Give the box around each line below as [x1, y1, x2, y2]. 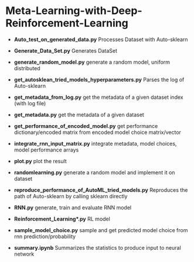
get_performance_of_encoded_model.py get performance [13, 122, 158, 129]
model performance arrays [13, 146, 79, 153]
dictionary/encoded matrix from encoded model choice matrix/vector [13, 129, 181, 136]
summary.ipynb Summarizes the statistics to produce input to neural [13, 244, 181, 251]
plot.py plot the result [13, 157, 67, 164]
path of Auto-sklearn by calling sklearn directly [13, 192, 128, 199]
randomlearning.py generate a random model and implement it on [13, 168, 175, 176]
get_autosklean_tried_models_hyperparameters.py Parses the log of [13, 76, 185, 83]
